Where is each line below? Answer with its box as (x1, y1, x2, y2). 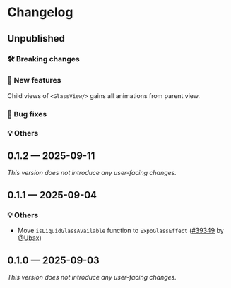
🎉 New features (7, 76, 61, 85)
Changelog (7, 4, 73, 20)
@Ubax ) (17, 234, 42, 242)
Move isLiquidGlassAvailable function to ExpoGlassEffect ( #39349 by (17, 227, 224, 235)
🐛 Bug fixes (7, 109, 47, 119)
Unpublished (7, 32, 65, 44)
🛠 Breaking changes (7, 54, 80, 64)
